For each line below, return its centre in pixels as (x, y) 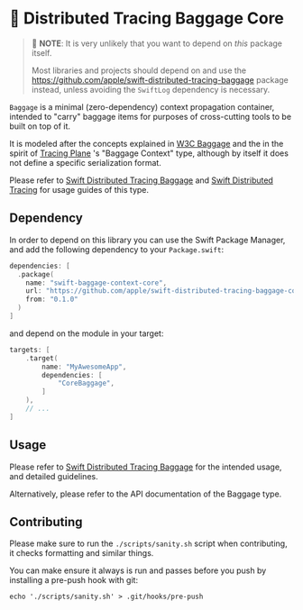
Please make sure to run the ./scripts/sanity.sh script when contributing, (148, 543)
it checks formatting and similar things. (82, 553)
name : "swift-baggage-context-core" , (96, 283)
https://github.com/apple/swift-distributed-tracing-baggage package (160, 79)
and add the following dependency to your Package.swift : (116, 249)
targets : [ (30, 350)
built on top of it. (40, 126)
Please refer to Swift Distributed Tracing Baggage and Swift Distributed (141, 180)
